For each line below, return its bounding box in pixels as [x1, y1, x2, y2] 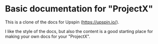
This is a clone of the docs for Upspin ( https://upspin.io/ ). [5, 19, 119, 25]
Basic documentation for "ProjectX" [5, 3, 153, 14]
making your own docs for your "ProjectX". [5, 33, 90, 39]
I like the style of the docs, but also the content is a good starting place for [5, 28, 153, 34]
